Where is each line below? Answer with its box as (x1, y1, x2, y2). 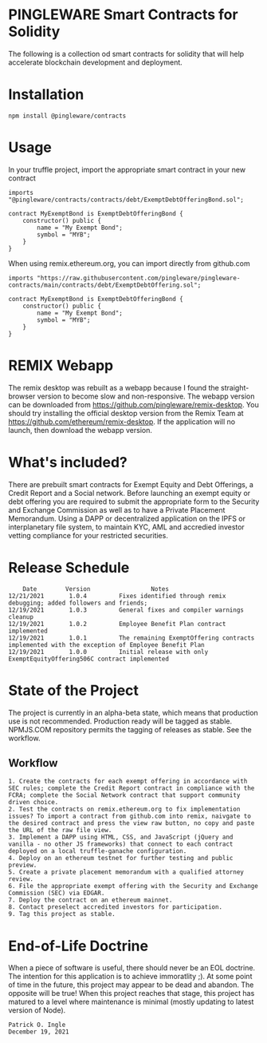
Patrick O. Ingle (8, 1021, 66, 1029)
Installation (8, 85, 84, 104)
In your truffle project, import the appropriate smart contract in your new (8, 165, 245, 174)
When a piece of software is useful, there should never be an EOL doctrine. (8, 963, 256, 973)
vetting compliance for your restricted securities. (8, 530, 169, 540)
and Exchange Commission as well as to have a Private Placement (8, 505, 226, 514)
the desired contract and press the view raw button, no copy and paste (8, 819, 255, 827)
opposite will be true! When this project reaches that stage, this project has (8, 989, 255, 998)
